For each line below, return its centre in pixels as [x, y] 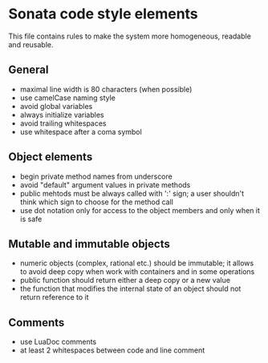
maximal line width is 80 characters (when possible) [106, 89]
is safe [31, 219]
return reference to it [55, 297]
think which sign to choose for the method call [97, 202]
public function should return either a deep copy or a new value [125, 280]
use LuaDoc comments [58, 342]
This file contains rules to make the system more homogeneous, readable [130, 36]
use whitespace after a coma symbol [81, 131]
